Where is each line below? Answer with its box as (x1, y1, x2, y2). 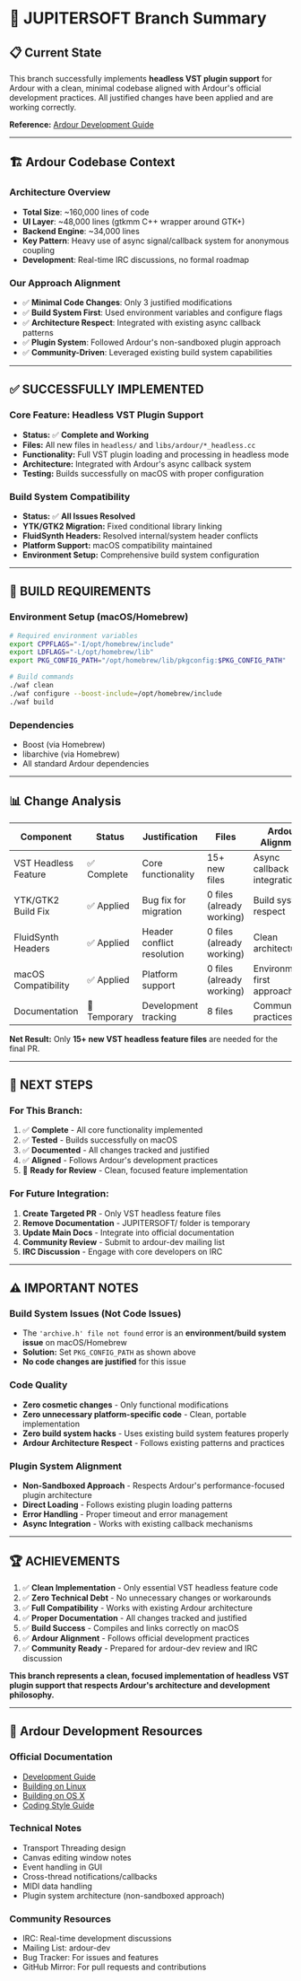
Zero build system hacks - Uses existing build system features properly (21, 1427, 289, 1439)
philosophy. (9, 1689, 56, 1700)
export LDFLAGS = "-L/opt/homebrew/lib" (9, 648, 154, 657)
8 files (206, 1004, 234, 1017)
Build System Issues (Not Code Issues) (9, 1308, 182, 1320)
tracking (142, 1010, 177, 1022)
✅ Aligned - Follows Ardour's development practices (21, 1155, 219, 1166)
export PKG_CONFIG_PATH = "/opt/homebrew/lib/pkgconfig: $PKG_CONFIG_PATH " (9, 656, 287, 665)
